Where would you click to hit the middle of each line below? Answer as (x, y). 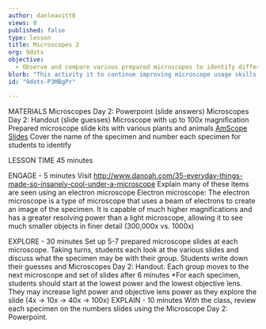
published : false (37, 30)
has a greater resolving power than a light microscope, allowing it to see (125, 217)
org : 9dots (26, 52)
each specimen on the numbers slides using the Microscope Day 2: (118, 308)
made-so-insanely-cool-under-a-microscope (82, 183)
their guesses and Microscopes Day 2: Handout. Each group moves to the (129, 267)
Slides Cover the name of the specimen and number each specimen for (125, 136)
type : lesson (30, 38)
